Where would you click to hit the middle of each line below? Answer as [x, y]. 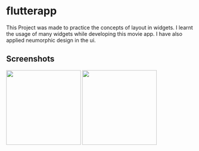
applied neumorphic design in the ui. [51, 40]
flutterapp [32, 11]
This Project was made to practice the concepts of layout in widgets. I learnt [100, 27]
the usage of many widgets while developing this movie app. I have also [94, 33]
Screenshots [30, 59]
